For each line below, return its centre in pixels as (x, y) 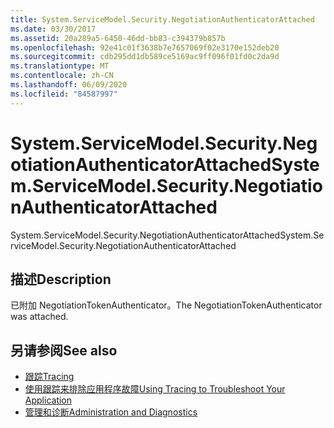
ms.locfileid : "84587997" (64, 94)
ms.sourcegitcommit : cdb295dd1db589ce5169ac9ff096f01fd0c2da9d (145, 57)
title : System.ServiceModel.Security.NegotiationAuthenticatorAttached (162, 19)
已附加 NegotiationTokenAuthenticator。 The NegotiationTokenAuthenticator (166, 305)
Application (48, 400)
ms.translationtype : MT (60, 66)
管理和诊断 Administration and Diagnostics (111, 412)
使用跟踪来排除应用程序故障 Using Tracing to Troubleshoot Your (155, 389)
